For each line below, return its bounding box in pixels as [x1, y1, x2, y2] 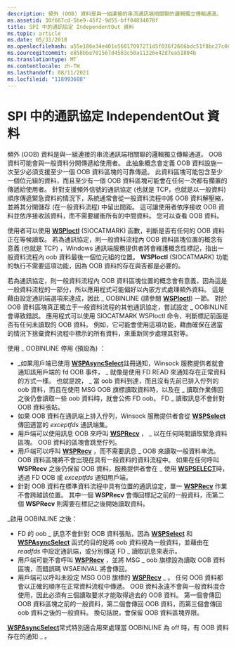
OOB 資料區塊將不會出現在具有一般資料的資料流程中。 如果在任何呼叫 [17, 456, 220, 464]
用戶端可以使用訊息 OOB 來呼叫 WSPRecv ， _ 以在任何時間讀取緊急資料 [17, 429, 228, 438]
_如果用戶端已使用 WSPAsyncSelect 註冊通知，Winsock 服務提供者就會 [17, 359, 225, 367]
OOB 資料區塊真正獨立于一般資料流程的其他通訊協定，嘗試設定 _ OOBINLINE [7, 303, 228, 311]
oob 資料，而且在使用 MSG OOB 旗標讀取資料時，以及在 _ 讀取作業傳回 [17, 386, 223, 394]
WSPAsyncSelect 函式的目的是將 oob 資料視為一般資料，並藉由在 [17, 538, 209, 547]
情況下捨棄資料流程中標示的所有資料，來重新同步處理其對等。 [13, 329, 192, 338]
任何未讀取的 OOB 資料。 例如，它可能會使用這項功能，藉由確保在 [19, 320, 211, 329]
